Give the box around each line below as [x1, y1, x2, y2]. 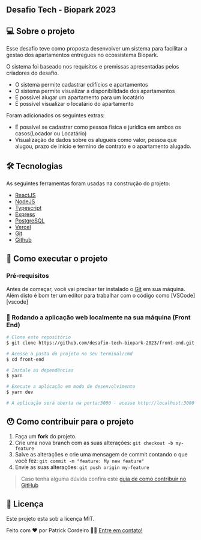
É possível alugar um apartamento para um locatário [14, 94, 145, 101]
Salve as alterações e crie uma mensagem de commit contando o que [14, 450, 188, 458]
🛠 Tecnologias [6, 161, 63, 171]
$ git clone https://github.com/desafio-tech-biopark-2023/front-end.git [6, 340, 195, 346]
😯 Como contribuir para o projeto [6, 417, 134, 427]
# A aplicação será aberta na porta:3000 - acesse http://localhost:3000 [6, 400, 195, 406]
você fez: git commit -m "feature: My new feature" [14, 457, 145, 464]
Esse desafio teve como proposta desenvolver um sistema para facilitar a [6, 45, 188, 52]
